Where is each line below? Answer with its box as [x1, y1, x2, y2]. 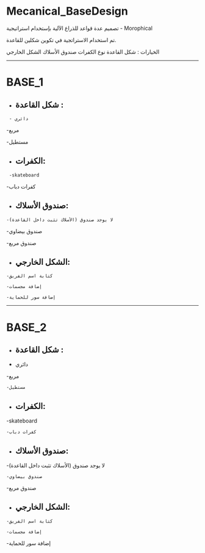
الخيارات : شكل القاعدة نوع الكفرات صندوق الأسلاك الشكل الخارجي [6, 48, 160, 56]
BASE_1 [6, 75, 44, 89]
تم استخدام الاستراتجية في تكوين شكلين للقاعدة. [6, 36, 117, 43]
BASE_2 [6, 320, 47, 334]
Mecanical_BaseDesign [6, 4, 128, 18]
